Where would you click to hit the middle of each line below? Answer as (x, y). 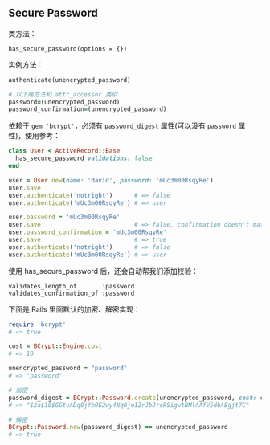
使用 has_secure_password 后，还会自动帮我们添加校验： (104, 271)
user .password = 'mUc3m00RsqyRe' (64, 217)
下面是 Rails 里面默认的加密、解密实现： (74, 309)
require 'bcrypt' (37, 325)
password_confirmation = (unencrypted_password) (88, 109)
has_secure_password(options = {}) (68, 49)
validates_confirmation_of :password (72, 293)
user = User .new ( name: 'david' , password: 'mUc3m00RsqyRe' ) (111, 180)
